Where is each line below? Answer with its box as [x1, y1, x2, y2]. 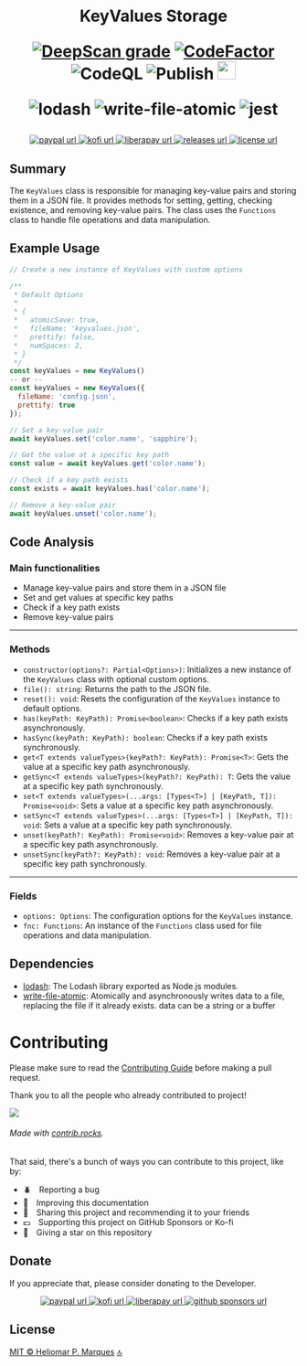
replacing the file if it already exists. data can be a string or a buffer [22, 999, 276, 1010]
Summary [9, 161, 67, 176]
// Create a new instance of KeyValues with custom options [9, 265, 244, 274]
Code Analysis [9, 535, 94, 550]
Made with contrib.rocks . [9, 1127, 104, 1138]
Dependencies [9, 956, 94, 972]
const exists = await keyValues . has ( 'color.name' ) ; [9, 485, 210, 494]
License [9, 1322, 56, 1338]
